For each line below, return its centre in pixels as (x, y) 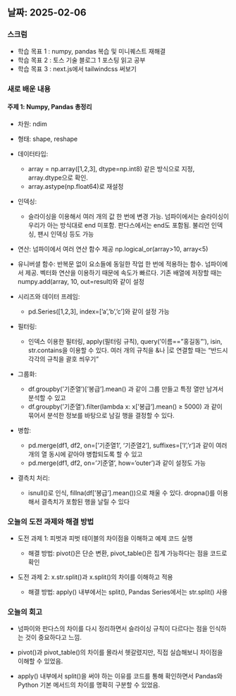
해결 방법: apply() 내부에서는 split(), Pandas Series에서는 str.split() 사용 (128, 592)
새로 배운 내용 (29, 89)
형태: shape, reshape (48, 139)
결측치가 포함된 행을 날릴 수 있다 (86, 502)
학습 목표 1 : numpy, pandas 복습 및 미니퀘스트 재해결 (92, 51)
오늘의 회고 (25, 612)
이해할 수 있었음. (40, 661)
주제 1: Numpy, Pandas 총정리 (50, 107)
